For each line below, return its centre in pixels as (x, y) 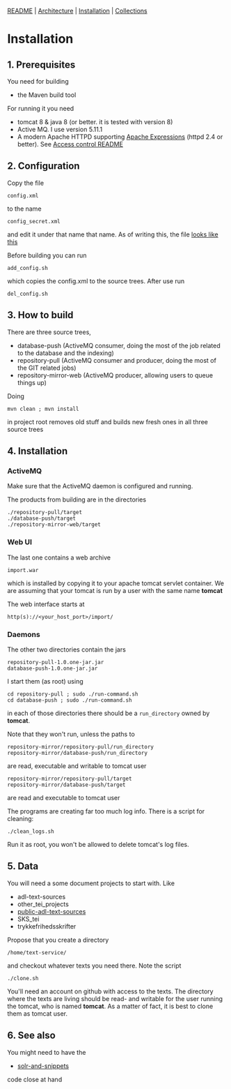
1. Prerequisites (41, 65)
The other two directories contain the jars (67, 649)
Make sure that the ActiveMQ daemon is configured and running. (100, 486)
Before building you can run (47, 255)
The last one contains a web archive (59, 557)
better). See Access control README (70, 144)
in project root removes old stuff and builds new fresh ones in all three (108, 421)
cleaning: (21, 818)
